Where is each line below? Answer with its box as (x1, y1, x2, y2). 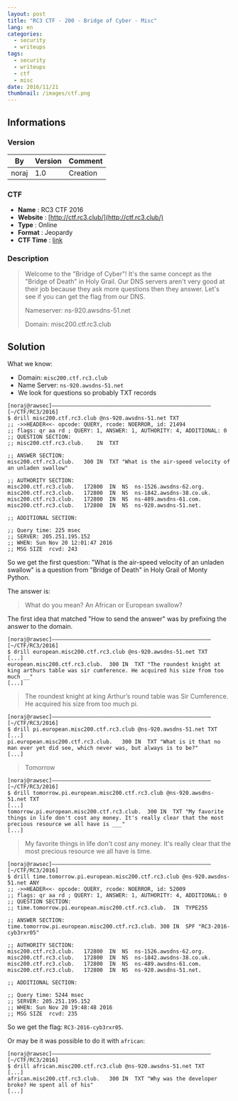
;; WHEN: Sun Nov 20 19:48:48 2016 (7, 1004, 113, 1011)
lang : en (7, 24, 33, 31)
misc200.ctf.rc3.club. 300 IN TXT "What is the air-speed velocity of (7, 459, 231, 466)
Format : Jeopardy (17, 229, 73, 237)
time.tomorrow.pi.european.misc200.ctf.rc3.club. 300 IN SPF (7, 923, 195, 930)
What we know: (7, 360, 53, 368)
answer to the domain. (7, 622, 73, 631)
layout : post (7, 10, 46, 18)
